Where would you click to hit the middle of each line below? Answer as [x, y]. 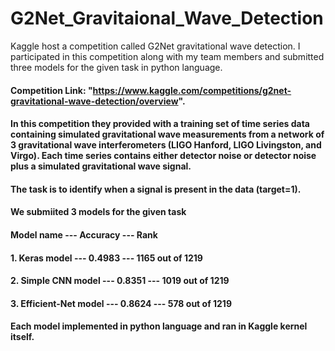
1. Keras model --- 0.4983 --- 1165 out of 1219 [106, 258]
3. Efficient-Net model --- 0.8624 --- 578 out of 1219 [121, 303]
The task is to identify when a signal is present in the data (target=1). [156, 189]
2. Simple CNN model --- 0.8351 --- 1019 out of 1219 [120, 281]
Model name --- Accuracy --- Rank [84, 234]
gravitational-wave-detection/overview [94, 101]
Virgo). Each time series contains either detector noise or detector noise [163, 156]
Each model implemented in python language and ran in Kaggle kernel [159, 326]
